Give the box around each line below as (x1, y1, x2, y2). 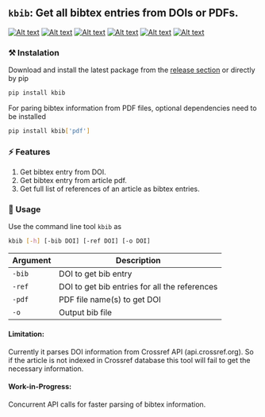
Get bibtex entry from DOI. (19, 167, 107, 177)
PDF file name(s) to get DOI (59, 294, 161, 305)
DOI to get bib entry (59, 269, 132, 280)
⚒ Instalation (8, 47, 60, 58)
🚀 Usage (8, 204, 41, 215)
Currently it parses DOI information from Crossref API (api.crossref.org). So (8, 346, 254, 356)
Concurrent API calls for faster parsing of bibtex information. (8, 400, 206, 409)
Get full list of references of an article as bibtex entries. (19, 184, 200, 193)
